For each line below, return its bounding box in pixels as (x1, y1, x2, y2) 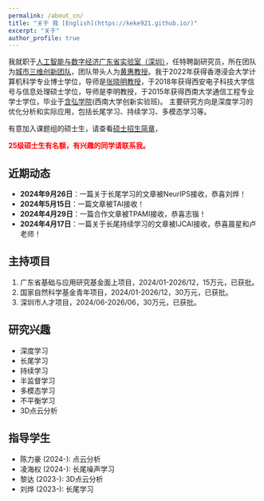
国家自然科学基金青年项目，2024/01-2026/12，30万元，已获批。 (19, 287, 233, 296)
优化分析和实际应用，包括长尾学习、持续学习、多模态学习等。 (8, 107, 211, 117)
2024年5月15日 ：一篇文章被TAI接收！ (19, 199, 145, 209)
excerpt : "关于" (8, 26, 60, 34)
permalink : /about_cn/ (8, 11, 84, 20)
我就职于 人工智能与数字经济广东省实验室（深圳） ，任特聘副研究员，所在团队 (8, 57, 257, 66)
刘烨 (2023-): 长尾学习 (19, 484, 94, 494)
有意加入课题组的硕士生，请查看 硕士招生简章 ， (8, 124, 162, 133)
